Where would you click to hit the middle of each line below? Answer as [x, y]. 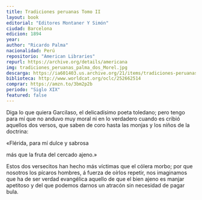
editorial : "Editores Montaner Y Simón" [58, 23]
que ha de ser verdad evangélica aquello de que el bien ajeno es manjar [95, 179]
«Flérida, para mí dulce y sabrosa [47, 143]
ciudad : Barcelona [29, 28]
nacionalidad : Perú [31, 51]
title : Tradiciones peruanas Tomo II [54, 12]
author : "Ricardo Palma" [37, 46]
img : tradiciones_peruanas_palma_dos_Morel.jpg [67, 67]
